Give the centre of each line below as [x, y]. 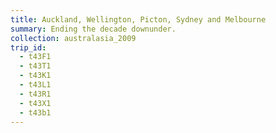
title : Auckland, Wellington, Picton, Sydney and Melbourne [138, 19]
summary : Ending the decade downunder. [93, 29]
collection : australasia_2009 [73, 38]
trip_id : [28, 47]
